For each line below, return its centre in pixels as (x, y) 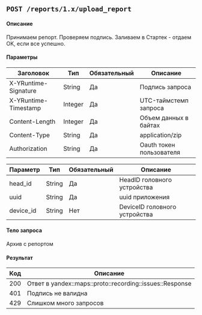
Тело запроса (24, 230)
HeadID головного (146, 180)
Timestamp (25, 108)
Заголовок (33, 73)
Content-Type (29, 135)
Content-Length (32, 121)
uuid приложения (145, 197)
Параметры (22, 57)
